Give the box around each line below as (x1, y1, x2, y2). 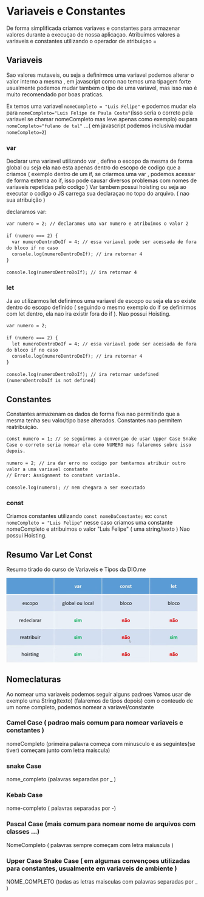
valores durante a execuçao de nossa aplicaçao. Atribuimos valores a (6, 30, 180, 38)
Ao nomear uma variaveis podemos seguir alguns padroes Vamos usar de (6, 690, 191, 698)
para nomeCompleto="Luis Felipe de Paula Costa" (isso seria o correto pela (6, 108, 193, 116)
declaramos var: (6, 208, 47, 216)
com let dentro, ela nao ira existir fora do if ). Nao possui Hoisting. (6, 310, 171, 317)
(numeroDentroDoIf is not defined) (6, 378, 97, 384)
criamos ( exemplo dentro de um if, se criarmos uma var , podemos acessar (6, 171, 195, 178)
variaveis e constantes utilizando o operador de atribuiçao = (6, 37, 157, 44)
